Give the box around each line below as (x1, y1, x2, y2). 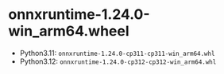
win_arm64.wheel (8, 22, 129, 40)
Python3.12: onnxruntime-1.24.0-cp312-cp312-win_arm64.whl (19, 57, 217, 66)
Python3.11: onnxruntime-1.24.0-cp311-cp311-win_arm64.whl (19, 48, 215, 57)
